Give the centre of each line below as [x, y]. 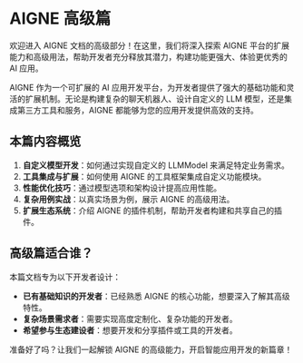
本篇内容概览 [45, 142]
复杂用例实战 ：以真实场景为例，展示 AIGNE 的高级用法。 [128, 199]
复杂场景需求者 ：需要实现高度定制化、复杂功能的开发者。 [130, 319]
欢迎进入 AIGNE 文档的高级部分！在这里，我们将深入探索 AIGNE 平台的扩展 [150, 45]
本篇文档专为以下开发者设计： [65, 277]
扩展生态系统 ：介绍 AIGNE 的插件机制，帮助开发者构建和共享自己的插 [152, 211]
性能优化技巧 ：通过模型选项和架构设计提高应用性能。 [122, 188]
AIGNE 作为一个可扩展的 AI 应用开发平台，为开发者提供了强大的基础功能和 [148, 87]
